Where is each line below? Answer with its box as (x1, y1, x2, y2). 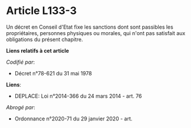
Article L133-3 (6, 4, 77, 18)
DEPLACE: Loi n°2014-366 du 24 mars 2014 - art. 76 (14, 92, 142, 99)
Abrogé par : (6, 103, 35, 110)
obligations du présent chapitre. (6, 36, 83, 43)
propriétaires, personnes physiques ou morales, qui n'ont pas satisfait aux (6, 29, 186, 36)
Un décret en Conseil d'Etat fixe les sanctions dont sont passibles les (6, 23, 173, 30)
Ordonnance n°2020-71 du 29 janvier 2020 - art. (14, 115, 133, 122)
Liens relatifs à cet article (6, 47, 69, 54)
